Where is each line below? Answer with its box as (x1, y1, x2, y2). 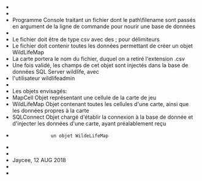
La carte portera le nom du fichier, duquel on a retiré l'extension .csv (12, 55, 185, 62)
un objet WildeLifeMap (51, 133, 109, 139)
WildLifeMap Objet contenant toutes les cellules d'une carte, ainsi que (12, 101, 189, 107)
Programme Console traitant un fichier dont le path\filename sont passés (12, 16, 196, 23)
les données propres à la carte (12, 107, 90, 114)
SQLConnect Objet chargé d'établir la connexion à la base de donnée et (12, 113, 193, 121)
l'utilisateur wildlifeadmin (12, 74, 75, 82)
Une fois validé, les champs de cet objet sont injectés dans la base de (12, 62, 189, 69)
